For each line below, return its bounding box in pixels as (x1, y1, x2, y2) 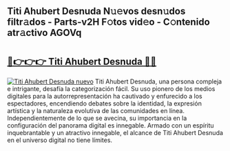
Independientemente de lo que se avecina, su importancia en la (7, 114, 187, 122)
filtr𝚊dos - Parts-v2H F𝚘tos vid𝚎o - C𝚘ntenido (7, 17, 210, 28)
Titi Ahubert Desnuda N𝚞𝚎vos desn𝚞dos (7, 6, 186, 17)
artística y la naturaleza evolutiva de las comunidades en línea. (7, 107, 185, 114)
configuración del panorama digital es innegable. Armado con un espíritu (7, 121, 215, 130)
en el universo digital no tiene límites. (7, 136, 112, 144)
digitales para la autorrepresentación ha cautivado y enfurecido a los (7, 92, 202, 100)
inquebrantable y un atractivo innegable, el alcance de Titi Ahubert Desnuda (7, 129, 224, 137)
